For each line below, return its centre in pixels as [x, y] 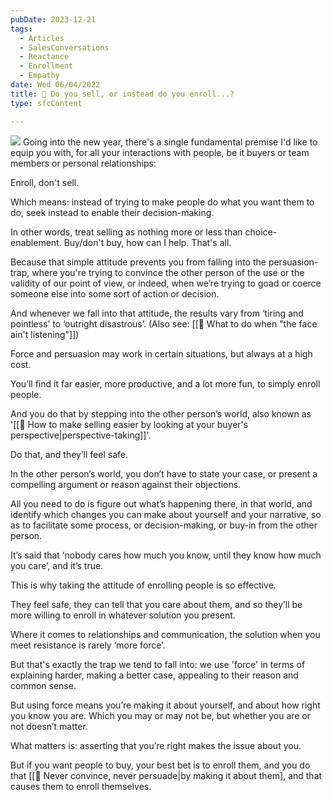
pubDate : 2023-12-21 [53, 19]
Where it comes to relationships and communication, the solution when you [165, 634]
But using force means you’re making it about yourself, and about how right [165, 705]
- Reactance [44, 57]
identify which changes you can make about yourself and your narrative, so [166, 514]
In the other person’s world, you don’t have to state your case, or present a [164, 473]
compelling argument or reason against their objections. [126, 484]
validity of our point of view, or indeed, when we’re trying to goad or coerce [166, 283]
